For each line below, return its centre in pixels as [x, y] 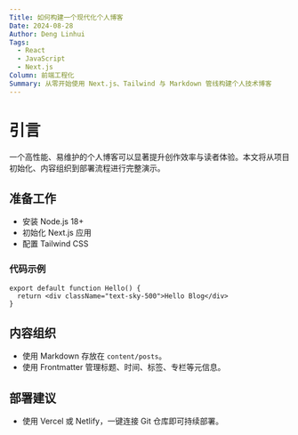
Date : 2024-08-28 [41, 26]
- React [32, 51]
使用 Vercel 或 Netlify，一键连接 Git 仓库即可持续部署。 [123, 421]
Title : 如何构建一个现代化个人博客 [66, 17]
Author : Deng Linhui [48, 34]
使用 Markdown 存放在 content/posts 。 [94, 356]
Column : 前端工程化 [42, 76]
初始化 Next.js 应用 [56, 233]
